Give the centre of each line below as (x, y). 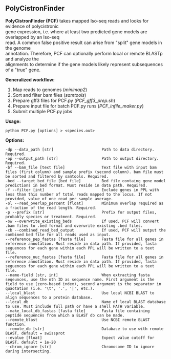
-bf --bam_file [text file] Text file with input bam (81, 167)
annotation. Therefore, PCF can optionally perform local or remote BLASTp (84, 53)
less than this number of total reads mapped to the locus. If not (79, 194)
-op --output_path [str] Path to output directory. (82, 158)
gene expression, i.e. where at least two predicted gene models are (76, 31)
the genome (18, 48)
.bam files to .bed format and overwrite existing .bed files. (74, 226)
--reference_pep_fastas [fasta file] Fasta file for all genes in (84, 239)
